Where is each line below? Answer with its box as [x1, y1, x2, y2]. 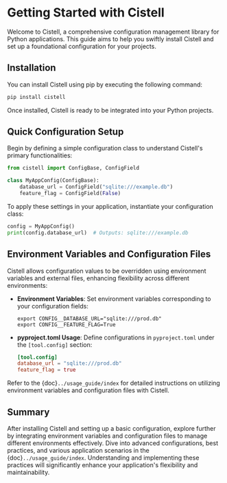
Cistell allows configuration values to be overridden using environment [7, 267, 206, 275]
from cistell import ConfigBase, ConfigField [7, 165, 139, 172]
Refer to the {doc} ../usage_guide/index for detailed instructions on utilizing [7, 379, 221, 387]
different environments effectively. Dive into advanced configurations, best [7, 438, 218, 447]
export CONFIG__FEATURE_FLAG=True [16, 321, 116, 328]
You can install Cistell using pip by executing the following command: [7, 80, 203, 89]
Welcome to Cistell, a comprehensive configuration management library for [7, 27, 219, 36]
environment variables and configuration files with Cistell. [7, 386, 170, 394]
